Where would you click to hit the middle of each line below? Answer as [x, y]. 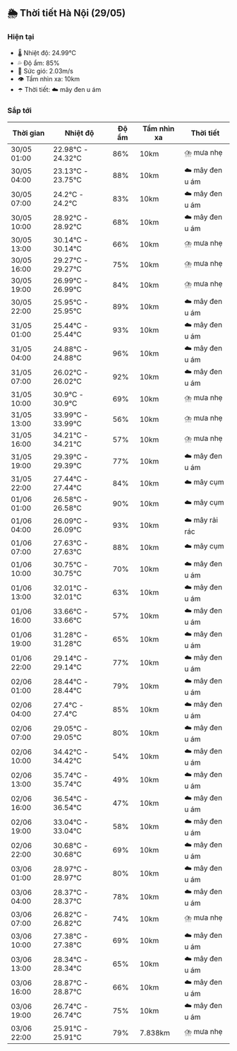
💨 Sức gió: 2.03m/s [45, 71]
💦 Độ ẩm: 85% [38, 63]
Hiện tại [21, 37]
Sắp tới [19, 110]
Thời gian [29, 133]
